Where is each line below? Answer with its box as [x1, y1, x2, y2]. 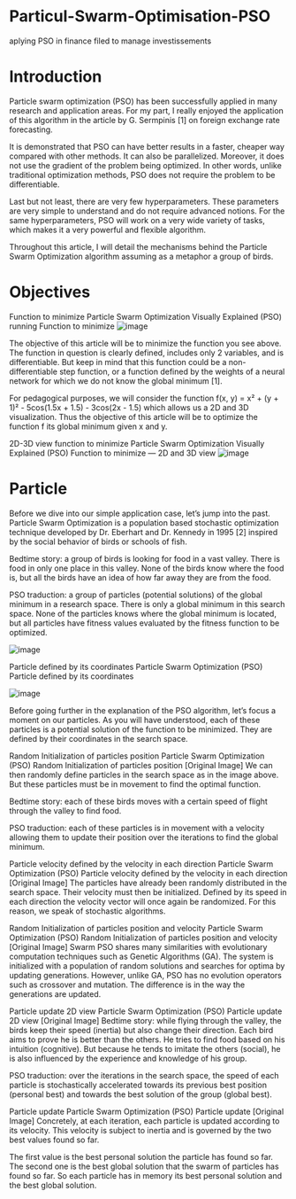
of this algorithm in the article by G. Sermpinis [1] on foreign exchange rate [9, 114, 280, 125]
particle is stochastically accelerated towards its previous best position [9, 1079, 268, 1090]
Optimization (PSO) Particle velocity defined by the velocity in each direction [9, 868, 288, 878]
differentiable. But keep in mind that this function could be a [9, 356, 227, 367]
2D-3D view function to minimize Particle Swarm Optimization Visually [9, 438, 265, 448]
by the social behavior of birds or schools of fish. [9, 536, 187, 547]
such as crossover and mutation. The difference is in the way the [9, 979, 246, 990]
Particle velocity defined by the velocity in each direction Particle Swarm [9, 858, 274, 869]
